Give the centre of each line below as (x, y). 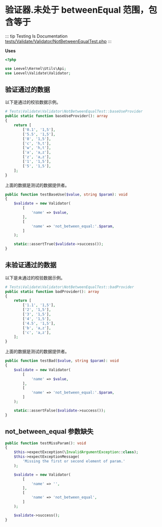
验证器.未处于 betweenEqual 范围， (77, 10)
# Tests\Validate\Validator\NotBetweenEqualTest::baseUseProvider (74, 111)
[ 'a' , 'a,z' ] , (37, 153)
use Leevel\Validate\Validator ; (38, 73)
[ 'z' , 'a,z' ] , (37, 157)
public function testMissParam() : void (46, 443)
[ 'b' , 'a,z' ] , (37, 328)
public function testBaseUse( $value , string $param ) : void (66, 194)
